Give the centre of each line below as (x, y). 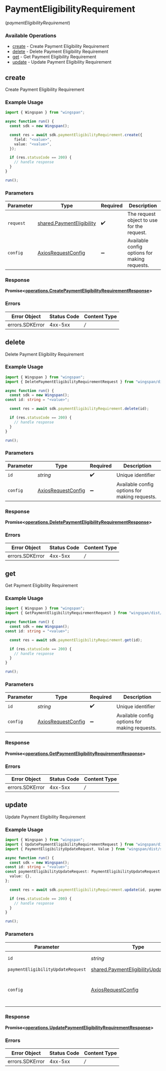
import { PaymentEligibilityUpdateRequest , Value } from (65, 849)
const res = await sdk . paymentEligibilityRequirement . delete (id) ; (79, 409)
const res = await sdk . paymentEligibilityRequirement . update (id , (78, 890)
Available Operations (31, 36)
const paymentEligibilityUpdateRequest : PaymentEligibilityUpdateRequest (83, 872)
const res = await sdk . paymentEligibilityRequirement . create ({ (76, 135)
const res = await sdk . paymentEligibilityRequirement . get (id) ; (76, 640)
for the (135, 227)
